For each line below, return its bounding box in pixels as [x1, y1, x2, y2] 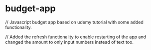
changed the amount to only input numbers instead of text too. [5, 39, 134, 45]
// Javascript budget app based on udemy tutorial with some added [5, 19, 144, 25]
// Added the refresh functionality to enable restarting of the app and [5, 34, 146, 40]
